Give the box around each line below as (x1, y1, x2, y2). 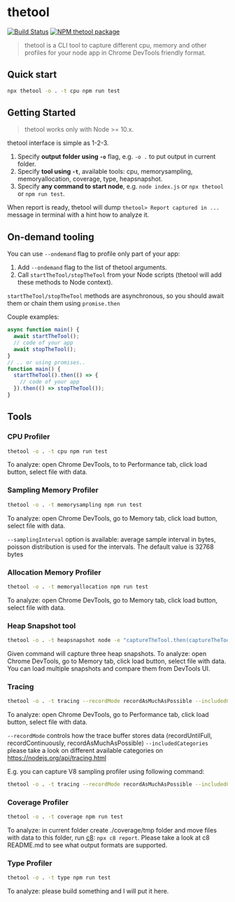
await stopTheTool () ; (13, 346, 77, 353)
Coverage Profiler (7, 797, 69, 807)
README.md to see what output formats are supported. (7, 841, 168, 849)
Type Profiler (7, 859, 52, 868)
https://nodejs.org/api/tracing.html (7, 754, 107, 763)
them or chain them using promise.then (7, 299, 120, 308)
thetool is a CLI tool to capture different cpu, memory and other (24, 41, 207, 49)
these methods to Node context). (17, 278, 113, 287)
